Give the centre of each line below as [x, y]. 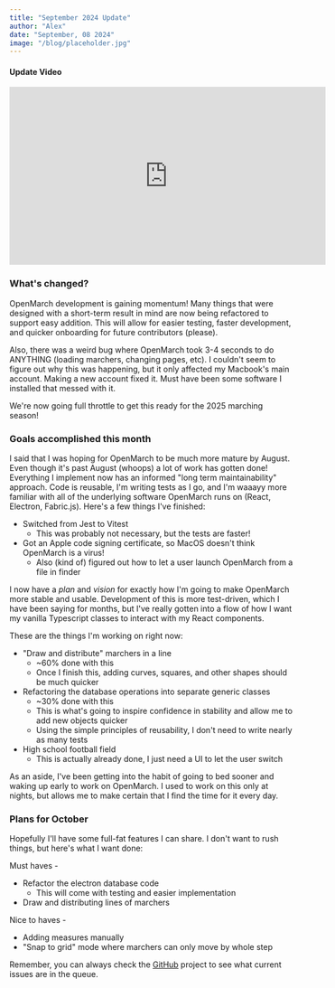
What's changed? [49, 284]
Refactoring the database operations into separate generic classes [146, 692]
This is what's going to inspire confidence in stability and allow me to [164, 711]
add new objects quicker [82, 720]
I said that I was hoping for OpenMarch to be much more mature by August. [150, 458]
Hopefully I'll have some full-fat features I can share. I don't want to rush [144, 839]
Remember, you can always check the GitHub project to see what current [145, 964]
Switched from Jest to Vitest [75, 524]
